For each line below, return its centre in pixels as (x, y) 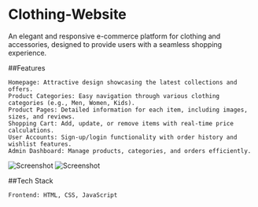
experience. (28, 53)
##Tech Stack (31, 180)
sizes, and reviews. (42, 116)
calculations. (31, 130)
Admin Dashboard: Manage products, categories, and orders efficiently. (130, 151)
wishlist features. (40, 144)
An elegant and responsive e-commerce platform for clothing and (114, 36)
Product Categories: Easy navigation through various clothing (114, 96)
